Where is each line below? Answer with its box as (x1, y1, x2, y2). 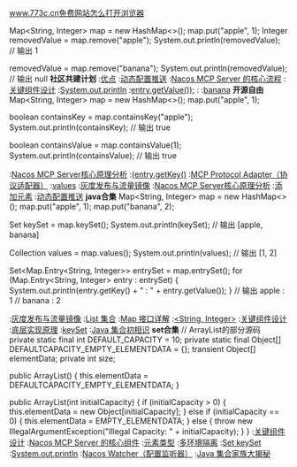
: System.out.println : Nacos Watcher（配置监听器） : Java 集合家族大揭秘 (9, 448, 271, 458)
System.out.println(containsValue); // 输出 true (9, 150, 177, 161)
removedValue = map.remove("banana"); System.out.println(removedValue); (9, 63, 288, 73)
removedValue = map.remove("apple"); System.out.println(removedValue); (9, 34, 281, 45)
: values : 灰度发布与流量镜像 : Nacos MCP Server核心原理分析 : (49, 180, 276, 190)
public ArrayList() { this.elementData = (9, 371, 148, 380)
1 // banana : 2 (9, 295, 61, 305)
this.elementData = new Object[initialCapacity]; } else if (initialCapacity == (9, 406, 280, 417)
